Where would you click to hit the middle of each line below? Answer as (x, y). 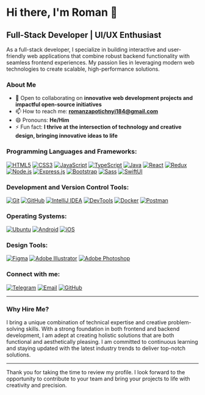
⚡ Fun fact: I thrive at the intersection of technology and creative (98, 127)
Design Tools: (27, 245)
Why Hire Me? (28, 309)
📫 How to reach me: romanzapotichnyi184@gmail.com (87, 112)
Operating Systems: (37, 216)
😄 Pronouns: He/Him (42, 120)
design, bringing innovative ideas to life (66, 136)
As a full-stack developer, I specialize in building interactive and (86, 49)
